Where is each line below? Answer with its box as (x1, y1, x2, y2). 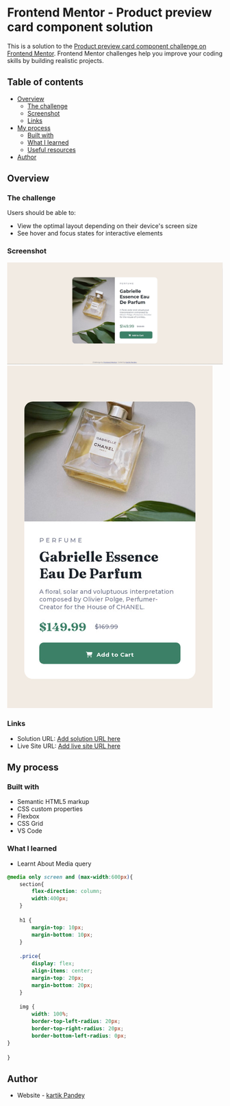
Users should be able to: (7, 209, 77, 217)
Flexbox (16, 812, 40, 820)
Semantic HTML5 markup (16, 798, 90, 806)
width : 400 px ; (31, 895, 69, 902)
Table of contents (7, 77, 84, 88)
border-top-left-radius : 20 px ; (31, 1018, 121, 1025)
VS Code (16, 827, 42, 835)
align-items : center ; (31, 968, 94, 975)
